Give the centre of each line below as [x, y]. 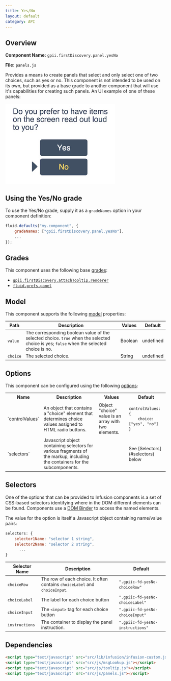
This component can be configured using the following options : [72, 386]
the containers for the [66, 462]
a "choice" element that [68, 413]
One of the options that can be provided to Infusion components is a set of [83, 497]
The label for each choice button [75, 599]
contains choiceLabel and [68, 584]
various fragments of [65, 451]
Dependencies [29, 645]
